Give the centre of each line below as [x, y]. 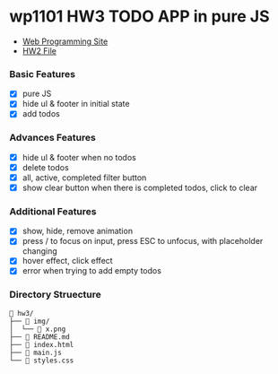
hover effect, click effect [68, 261]
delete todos [45, 167]
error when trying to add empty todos [91, 271]
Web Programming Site [65, 41]
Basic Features [43, 74]
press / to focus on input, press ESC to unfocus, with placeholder [143, 241]
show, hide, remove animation [77, 231]
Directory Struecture [55, 295]
